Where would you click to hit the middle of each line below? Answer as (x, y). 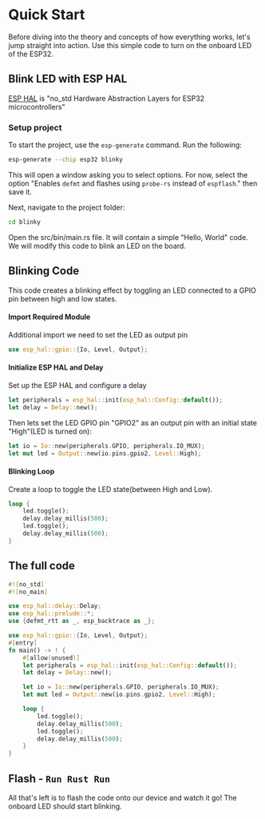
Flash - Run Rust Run (59, 779)
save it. (20, 192)
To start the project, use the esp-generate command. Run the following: (125, 145)
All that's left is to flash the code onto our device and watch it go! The (123, 797)
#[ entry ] (23, 643)
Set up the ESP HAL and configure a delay (77, 385)
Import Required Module (49, 317)
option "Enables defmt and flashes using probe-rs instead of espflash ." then (133, 183)
